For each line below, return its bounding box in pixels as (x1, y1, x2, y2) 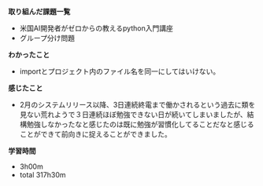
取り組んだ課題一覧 (8, 7, 71, 16)
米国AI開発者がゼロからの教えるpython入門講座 (19, 24, 173, 33)
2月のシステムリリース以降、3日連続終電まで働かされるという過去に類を (19, 100, 256, 109)
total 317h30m (19, 170, 66, 179)
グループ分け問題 (19, 34, 75, 42)
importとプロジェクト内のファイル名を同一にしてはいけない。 (19, 67, 220, 76)
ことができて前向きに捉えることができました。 (19, 129, 172, 139)
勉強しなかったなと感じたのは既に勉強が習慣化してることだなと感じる (26, 120, 254, 129)
